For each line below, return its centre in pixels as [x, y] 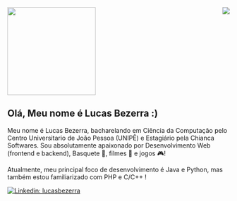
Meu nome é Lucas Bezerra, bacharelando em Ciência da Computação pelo [117, 130]
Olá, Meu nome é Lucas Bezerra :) [83, 114]
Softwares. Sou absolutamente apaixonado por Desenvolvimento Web [109, 145]
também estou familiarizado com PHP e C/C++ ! [77, 177]
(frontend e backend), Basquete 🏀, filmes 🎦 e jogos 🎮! [86, 153]
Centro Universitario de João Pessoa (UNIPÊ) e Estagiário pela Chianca [111, 138]
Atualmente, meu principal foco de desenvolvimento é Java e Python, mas [115, 169]
